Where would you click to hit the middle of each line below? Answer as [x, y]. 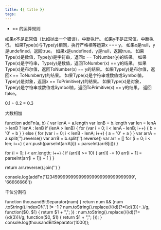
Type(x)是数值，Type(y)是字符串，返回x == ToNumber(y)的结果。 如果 [76, 57]
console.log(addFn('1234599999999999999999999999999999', [71, 177]
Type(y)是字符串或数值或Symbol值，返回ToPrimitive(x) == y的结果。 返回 [78, 87]
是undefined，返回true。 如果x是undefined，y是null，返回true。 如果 [75, 51]
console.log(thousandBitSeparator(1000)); [47, 222]
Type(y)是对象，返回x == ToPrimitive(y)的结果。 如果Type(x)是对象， [74, 81]
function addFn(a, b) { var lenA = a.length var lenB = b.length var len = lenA [81, 123]
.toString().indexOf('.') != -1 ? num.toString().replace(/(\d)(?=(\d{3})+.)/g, [77, 207]
